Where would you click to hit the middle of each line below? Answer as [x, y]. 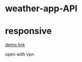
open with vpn [20, 54]
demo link [15, 45]
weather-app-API [41, 9]
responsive [28, 31]
